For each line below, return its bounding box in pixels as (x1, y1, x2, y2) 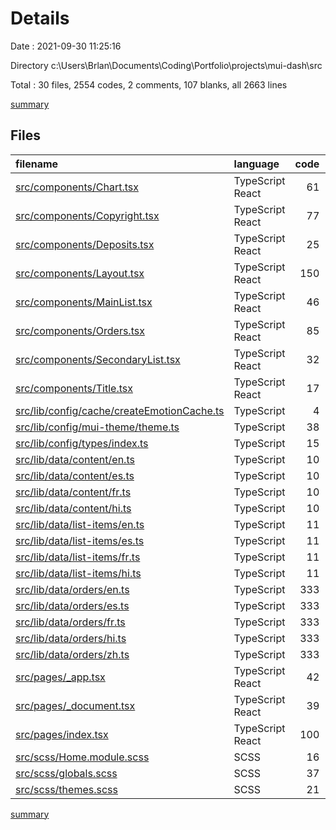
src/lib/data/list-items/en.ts (15, 517, 145, 531)
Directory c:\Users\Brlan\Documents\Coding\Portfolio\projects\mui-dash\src (10, 59, 323, 71)
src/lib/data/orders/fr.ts (15, 615, 126, 629)
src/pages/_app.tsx (15, 670, 106, 684)
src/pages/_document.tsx (15, 698, 136, 712)
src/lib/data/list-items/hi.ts (15, 566, 142, 580)
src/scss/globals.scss (15, 766, 118, 780)
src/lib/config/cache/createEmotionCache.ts (15, 403, 225, 417)
